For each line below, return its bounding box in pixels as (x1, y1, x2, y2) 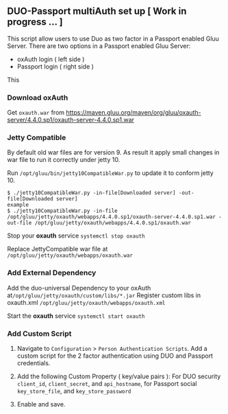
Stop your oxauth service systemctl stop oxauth (7, 231, 145, 240)
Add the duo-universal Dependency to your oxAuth (7, 284, 151, 292)
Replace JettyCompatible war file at (7, 245, 108, 253)
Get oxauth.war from (7, 108, 65, 117)
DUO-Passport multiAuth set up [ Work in (7, 5, 187, 17)
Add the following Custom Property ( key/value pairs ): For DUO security (16, 372, 221, 380)
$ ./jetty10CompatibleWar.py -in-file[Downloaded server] (7, 189, 176, 196)
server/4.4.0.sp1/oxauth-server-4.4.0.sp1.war (7, 116, 135, 124)
